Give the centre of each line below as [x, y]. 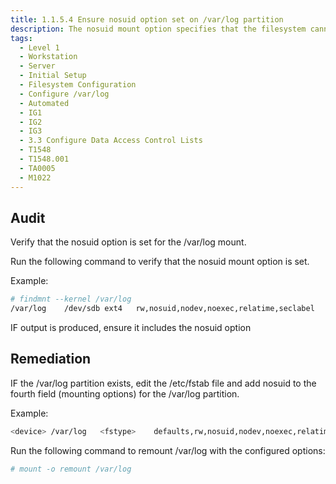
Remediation [51, 359]
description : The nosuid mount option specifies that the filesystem [158, 29]
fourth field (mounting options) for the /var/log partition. [125, 393]
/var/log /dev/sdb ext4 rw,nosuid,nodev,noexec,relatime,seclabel [162, 309]
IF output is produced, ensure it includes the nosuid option [131, 328]
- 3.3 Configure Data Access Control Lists [111, 141]
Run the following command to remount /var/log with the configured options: [168, 450]
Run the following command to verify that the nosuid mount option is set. [160, 262]
